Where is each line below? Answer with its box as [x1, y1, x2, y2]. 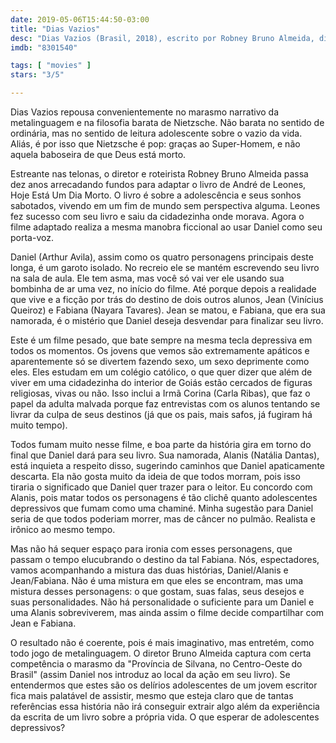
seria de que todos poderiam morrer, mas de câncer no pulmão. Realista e [10, 513, 317, 525]
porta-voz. [10, 232, 54, 243]
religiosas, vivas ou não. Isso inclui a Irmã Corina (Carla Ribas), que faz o [10, 387, 311, 399]
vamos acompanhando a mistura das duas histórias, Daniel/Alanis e [10, 564, 289, 576]
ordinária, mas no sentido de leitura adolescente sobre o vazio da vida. [10, 127, 303, 139]
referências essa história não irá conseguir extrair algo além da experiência [10, 701, 320, 712]
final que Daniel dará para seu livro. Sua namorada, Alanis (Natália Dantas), [10, 449, 320, 461]
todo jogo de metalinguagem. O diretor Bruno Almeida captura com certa [10, 647, 312, 659]
